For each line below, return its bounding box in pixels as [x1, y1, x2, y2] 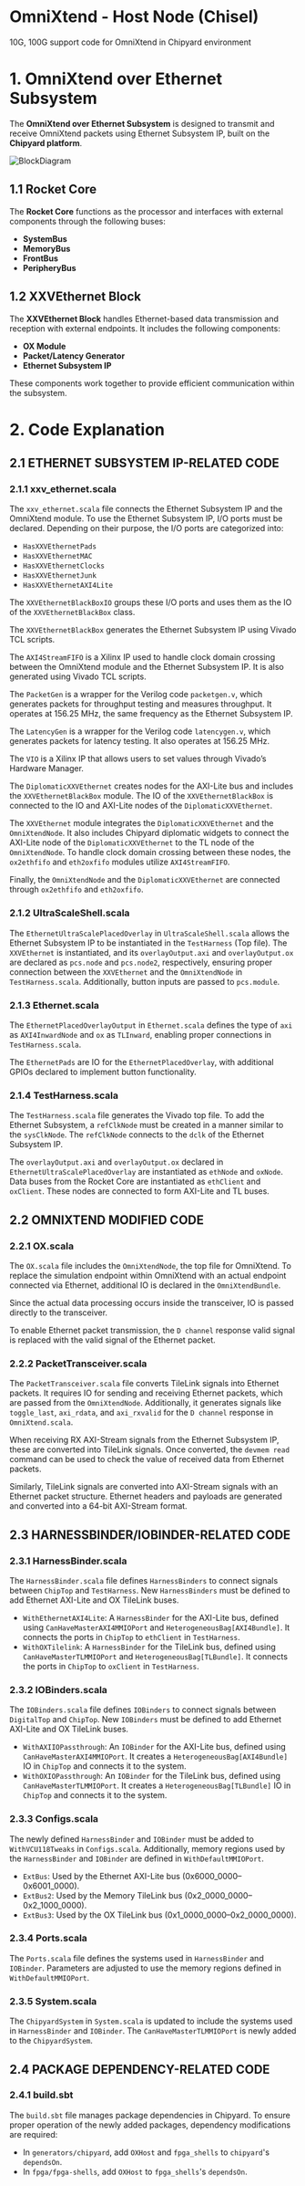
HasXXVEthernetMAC [22, 552, 93, 561]
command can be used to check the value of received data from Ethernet [9, 1454, 285, 1465]
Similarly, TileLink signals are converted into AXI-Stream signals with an [9, 1481, 279, 1492]
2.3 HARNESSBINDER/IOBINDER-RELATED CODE [9, 1527, 291, 1543]
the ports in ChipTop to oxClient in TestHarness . [22, 1660, 200, 1671]
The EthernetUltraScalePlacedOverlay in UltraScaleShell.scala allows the [9, 927, 290, 938]
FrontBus [22, 253, 59, 264]
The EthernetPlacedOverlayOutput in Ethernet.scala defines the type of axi [9, 1020, 293, 1030]
